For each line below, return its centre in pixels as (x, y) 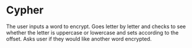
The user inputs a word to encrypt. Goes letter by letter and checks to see (96, 26)
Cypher (25, 10)
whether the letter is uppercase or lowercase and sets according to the (92, 32)
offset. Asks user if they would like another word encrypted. (79, 39)
